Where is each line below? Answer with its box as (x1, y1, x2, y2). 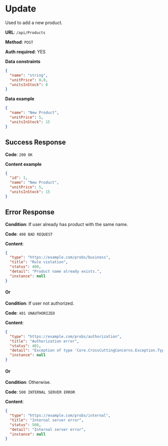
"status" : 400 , (9, 264, 41, 270)
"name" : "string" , (9, 73, 48, 78)
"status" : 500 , (9, 422, 41, 427)
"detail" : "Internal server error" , (9, 427, 86, 432)
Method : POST (5, 39, 33, 45)
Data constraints (5, 58, 41, 64)
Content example (5, 161, 42, 167)
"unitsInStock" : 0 (9, 82, 48, 87)
